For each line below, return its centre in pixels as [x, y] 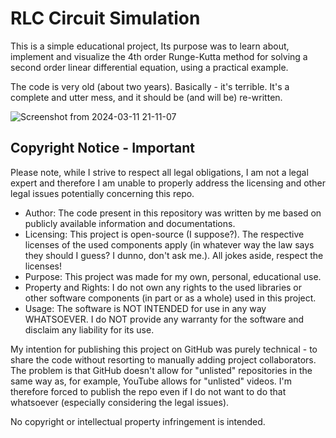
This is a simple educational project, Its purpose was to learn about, [150, 46]
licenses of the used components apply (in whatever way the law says [169, 244]
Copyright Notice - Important [103, 148]
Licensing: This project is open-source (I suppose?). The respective [164, 234]
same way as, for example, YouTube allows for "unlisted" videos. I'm [151, 381]
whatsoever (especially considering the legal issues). [120, 402]
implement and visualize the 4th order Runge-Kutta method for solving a [159, 56]
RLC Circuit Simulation [105, 18]
